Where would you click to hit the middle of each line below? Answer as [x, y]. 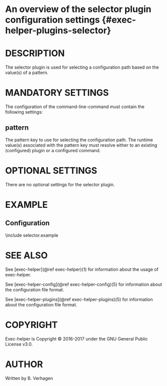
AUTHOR [24, 364]
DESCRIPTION [35, 53]
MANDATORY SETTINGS [57, 93]
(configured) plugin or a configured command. [53, 150]
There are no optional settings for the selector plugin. [60, 184]
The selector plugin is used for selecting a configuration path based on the [82, 67]
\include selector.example [32, 235]
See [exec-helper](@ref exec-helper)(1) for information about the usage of [82, 269]
